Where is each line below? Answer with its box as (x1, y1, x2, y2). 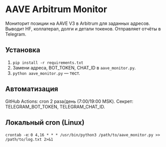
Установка (5, 46, 41, 54)
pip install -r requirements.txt (12, 60, 84, 65)
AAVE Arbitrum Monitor (5, 4, 108, 15)
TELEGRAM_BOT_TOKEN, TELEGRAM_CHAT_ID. (5, 103, 106, 109)
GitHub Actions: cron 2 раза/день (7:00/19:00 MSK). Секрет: (5, 98, 134, 104)
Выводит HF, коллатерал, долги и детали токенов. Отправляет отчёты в (5, 25, 161, 31)
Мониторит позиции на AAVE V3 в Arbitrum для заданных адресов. (5, 20, 150, 26)
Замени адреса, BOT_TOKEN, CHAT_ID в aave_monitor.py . (12, 64, 136, 70)
